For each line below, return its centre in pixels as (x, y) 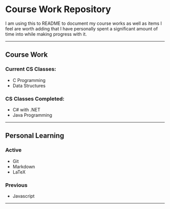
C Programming (29, 80)
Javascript (24, 196)
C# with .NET (26, 109)
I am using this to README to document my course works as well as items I (83, 23)
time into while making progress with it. (46, 34)
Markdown (24, 166)
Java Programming (32, 115)
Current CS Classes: (31, 69)
